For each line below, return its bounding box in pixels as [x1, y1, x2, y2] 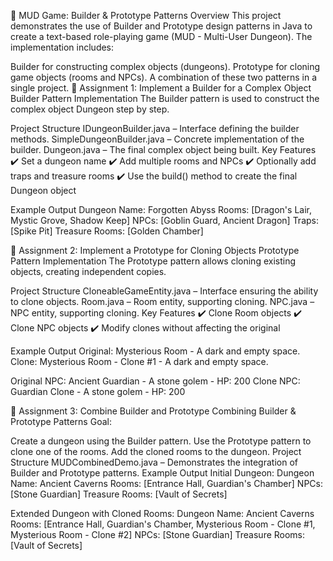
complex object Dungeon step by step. [10, 103, 170, 115]
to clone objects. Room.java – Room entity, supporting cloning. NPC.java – [10, 296, 315, 307]
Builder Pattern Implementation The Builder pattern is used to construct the [10, 93, 320, 104]
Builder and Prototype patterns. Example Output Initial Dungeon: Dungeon [10, 467, 315, 479]
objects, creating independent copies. [10, 266, 167, 277]
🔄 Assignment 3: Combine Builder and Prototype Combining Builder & [10, 405, 297, 417]
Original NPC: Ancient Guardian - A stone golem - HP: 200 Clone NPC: [10, 375, 301, 387]
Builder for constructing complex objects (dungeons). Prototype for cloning [10, 61, 321, 72]
